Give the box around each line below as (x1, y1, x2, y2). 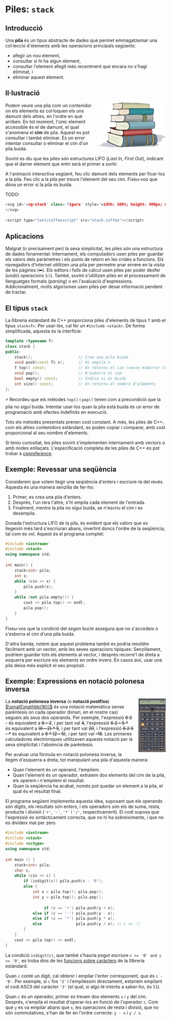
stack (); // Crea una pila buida (14, 354, 129, 359)
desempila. (12, 510, 36, 516)
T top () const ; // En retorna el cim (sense (14, 365, 140, 371)
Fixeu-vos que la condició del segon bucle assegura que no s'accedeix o (5, 625, 159, 632)
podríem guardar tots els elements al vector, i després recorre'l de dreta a (5, 651, 160, 657)
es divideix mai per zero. (5, 820, 57, 826)
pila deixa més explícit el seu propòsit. (5, 662, 85, 668)
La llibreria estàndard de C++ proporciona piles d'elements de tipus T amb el (5, 317, 166, 323)
